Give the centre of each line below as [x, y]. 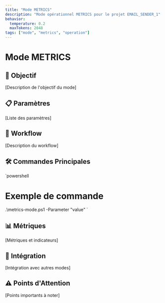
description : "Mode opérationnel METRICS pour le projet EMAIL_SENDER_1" [83, 14]
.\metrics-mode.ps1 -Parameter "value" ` [47, 210]
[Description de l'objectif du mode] [41, 87]
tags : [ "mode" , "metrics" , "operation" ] [48, 33]
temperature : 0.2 [27, 24]
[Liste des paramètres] [28, 118]
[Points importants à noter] [32, 295]
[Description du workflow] [32, 145]
